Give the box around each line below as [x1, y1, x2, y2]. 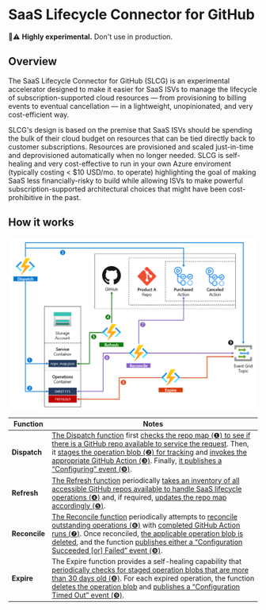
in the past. [44, 192, 82, 202]
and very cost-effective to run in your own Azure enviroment [34, 159, 232, 168]
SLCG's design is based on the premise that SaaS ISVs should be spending [8, 125, 253, 134]
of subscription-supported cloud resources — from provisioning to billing [8, 93, 247, 102]
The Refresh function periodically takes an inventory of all [51, 475, 240, 485]
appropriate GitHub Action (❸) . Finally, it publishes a [51, 456, 222, 465]
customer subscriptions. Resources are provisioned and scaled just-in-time [8, 141, 254, 152]
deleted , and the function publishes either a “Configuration [51, 537, 243, 546]
